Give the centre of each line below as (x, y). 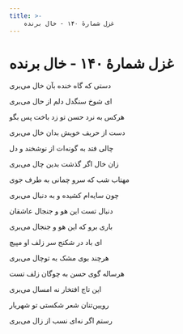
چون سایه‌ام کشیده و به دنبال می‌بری (64, 196)
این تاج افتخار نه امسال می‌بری (55, 290)
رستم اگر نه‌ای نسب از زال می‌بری (61, 321)
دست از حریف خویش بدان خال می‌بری (67, 133)
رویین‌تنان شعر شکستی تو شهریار (59, 305)
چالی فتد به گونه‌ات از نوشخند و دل (62, 148)
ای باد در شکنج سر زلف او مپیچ (56, 243)
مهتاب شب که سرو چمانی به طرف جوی (70, 180)
